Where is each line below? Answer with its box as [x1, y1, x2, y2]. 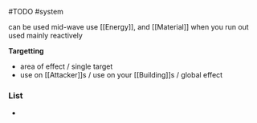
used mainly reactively [8, 31, 83, 40]
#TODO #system [8, 7, 64, 16]
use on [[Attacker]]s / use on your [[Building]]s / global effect [19, 70, 223, 79]
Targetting [8, 46, 44, 55]
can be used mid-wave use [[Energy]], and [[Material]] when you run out [8, 22, 249, 31]
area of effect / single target [19, 61, 113, 71]
